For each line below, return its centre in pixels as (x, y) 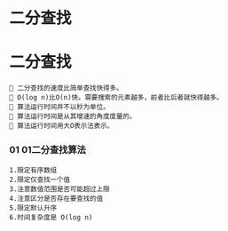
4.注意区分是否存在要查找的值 (56, 199)
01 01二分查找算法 (48, 150)
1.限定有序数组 (33, 171)
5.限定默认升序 (33, 208)
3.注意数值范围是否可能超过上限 (59, 189)
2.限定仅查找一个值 (40, 180)
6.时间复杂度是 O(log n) (51, 218)
